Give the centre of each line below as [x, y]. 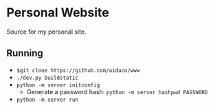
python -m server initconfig [58, 85]
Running [25, 53]
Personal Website [58, 13]
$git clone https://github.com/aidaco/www [78, 70]
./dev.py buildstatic [47, 78]
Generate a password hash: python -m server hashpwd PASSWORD [117, 91]
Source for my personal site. [46, 32]
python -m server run [47, 100]
